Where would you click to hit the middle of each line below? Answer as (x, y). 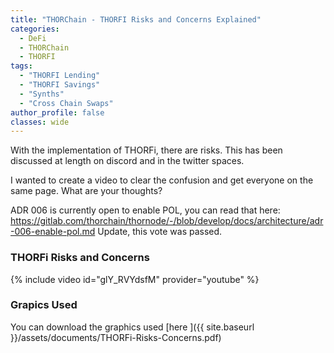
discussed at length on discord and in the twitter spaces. (127, 161)
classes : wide (40, 122)
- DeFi (33, 38)
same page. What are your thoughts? (86, 191)
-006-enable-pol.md (53, 232)
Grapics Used (44, 305)
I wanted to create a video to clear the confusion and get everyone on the (162, 180)
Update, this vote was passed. (160, 232)
